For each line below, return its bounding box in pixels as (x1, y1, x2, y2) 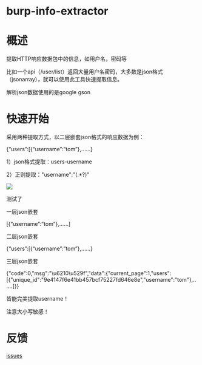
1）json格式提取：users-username (6, 158, 92, 165)
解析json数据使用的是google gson (6, 89, 91, 96)
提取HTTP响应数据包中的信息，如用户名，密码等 (6, 55, 127, 63)
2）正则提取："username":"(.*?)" (6, 171, 90, 179)
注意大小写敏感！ (6, 308, 49, 315)
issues (6, 352, 22, 359)
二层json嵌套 (6, 233, 38, 240)
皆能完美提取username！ (6, 295, 69, 302)
